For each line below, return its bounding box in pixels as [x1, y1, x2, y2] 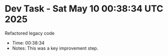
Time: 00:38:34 [12, 39, 45, 45]
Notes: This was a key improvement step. [12, 45, 99, 51]
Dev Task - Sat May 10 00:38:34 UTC [5, 3, 163, 14]
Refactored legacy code [5, 30, 55, 36]
